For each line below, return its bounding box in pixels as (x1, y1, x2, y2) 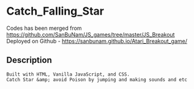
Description (6, 55, 52, 65)
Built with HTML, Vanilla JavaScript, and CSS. (6, 71, 130, 77)
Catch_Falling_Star (6, 4, 104, 18)
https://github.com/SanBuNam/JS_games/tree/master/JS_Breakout (6, 30, 175, 38)
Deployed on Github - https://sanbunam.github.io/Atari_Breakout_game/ (6, 37, 188, 44)
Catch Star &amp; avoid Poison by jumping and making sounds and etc (6, 76, 188, 83)
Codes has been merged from (6, 24, 82, 32)
